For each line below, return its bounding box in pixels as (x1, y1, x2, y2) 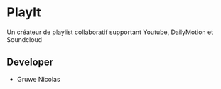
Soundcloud (6, 35, 43, 43)
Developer (6, 56, 54, 68)
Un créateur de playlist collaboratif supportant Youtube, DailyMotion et (6, 28, 214, 36)
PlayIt (6, 4, 41, 21)
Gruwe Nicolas (16, 75, 61, 83)
